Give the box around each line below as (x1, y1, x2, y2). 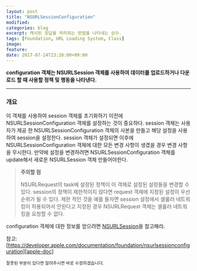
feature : (6, 47, 28, 53)
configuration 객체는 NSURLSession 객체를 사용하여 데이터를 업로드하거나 (6, 68, 179, 76)
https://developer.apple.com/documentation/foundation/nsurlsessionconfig (8, 241, 191, 249)
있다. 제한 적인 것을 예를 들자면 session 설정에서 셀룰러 (49, 195, 175, 203)
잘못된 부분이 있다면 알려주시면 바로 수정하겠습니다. (6, 260, 104, 266)
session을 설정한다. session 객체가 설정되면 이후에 (16, 134, 134, 141)
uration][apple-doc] (6, 248, 54, 255)
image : (6, 42, 22, 47)
